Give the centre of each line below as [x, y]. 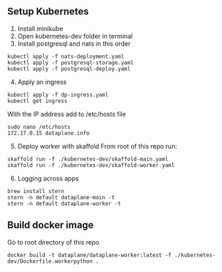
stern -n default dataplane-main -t [61, 197]
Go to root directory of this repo [54, 242]
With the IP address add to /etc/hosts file [67, 114]
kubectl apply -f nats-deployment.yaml [66, 56]
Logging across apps [48, 178]
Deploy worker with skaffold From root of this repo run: [97, 146]
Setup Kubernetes [48, 12]
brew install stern [36, 191]
